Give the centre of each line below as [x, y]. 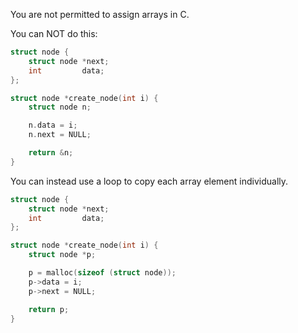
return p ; [49, 309]
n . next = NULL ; [60, 135]
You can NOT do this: [54, 33]
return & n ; [51, 153]
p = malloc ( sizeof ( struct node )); [102, 273]
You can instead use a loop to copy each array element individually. [149, 181]
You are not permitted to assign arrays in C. [100, 14]
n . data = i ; [53, 125]
